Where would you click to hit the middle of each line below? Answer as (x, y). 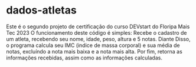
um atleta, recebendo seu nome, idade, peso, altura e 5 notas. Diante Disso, (98, 39)
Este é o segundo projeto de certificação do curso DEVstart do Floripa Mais (98, 26)
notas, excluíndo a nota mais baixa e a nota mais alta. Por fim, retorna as (94, 51)
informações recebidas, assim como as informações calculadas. (84, 58)
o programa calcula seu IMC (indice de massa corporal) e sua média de (93, 45)
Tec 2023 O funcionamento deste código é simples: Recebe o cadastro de (97, 32)
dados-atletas (41, 10)
